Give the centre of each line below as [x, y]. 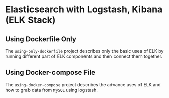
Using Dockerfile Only [41, 39]
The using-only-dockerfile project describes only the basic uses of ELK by [84, 51]
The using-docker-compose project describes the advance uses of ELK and [83, 84]
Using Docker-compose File [50, 72]
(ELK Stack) [31, 20]
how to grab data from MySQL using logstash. [52, 90]
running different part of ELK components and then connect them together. [84, 56]
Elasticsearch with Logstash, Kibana [84, 9]
